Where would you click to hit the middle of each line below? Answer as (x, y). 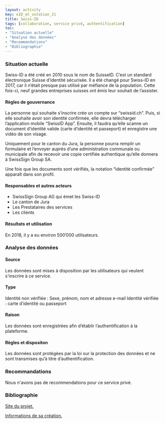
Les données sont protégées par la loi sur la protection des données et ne (80, 354)
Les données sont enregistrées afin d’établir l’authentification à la (71, 326)
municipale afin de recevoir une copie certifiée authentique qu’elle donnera (82, 154)
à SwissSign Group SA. (28, 160)
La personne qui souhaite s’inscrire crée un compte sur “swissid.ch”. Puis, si (83, 113)
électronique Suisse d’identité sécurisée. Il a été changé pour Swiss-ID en (80, 80)
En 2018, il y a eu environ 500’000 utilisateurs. (52, 235)
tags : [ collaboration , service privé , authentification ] (65, 24)
